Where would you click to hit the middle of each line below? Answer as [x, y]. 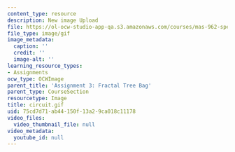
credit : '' [29, 53]
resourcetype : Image [37, 99]
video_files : [26, 118]
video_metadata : [31, 131]
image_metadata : [31, 40]
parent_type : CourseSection [48, 92]
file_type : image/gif [39, 33]
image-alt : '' [34, 60]
